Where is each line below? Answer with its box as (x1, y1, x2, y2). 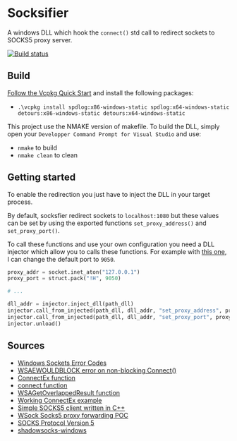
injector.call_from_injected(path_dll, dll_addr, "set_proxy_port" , (7, 313, 213, 320)
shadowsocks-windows (17, 425, 87, 435)
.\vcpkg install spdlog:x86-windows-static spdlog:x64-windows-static (17, 104, 230, 111)
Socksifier (7, 5, 69, 21)
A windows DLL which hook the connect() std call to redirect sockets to (7, 28, 215, 37)
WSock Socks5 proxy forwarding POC (17, 411, 128, 419)
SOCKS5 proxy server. (7, 35, 73, 44)
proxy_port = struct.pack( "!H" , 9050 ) (7, 275, 121, 282)
